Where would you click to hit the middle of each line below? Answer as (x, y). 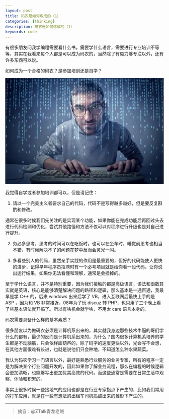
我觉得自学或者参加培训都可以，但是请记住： (52, 193)
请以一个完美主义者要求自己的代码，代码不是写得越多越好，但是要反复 (85, 203)
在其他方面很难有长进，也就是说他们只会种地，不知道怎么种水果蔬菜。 (78, 350)
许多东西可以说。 (23, 60)
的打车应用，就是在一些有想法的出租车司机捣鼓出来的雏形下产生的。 (76, 396)
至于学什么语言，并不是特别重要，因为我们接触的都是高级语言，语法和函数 (82, 284)
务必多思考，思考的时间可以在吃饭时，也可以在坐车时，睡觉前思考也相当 (87, 244)
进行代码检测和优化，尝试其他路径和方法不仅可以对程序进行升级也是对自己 (82, 227)
